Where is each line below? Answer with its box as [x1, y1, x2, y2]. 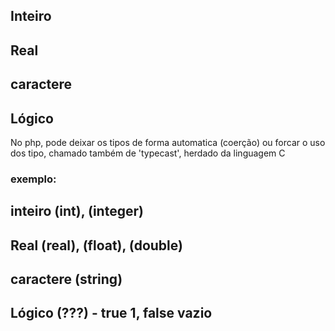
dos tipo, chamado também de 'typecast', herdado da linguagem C [10, 147, 286, 159]
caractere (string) [10, 271, 123, 288]
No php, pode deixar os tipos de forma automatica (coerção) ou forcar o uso [10, 136, 326, 148]
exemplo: [10, 172, 57, 186]
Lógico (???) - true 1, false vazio [10, 305, 213, 322]
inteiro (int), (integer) [10, 203, 144, 220]
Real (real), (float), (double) [10, 237, 183, 254]
